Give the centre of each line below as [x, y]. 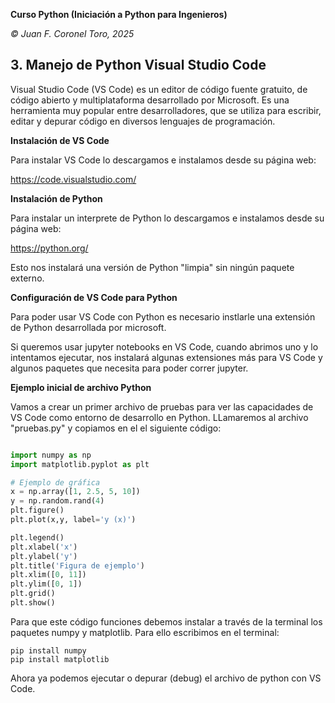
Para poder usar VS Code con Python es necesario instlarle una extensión [163, 316]
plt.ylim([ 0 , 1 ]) [46, 584]
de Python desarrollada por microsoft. [88, 327]
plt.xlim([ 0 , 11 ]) [48, 575]
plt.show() [33, 603]
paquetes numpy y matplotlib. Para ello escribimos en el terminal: [145, 632]
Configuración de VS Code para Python [94, 297]
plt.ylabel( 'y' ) [44, 556]
